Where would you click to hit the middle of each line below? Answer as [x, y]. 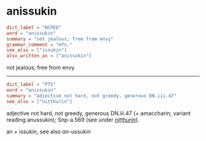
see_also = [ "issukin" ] [37, 50]
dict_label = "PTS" [31, 85]
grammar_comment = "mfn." [39, 45]
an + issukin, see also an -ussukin [48, 131]
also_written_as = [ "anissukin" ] [49, 56]
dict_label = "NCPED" [34, 27]
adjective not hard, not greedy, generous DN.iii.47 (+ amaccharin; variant [99, 113]
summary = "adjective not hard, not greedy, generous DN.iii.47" [91, 96]
